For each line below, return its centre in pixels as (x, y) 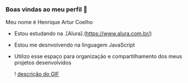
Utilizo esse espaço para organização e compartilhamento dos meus (98, 57)
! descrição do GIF (37, 74)
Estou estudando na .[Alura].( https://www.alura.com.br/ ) (83, 34)
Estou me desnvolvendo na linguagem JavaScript (74, 45)
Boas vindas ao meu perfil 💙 (47, 9)
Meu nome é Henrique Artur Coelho (49, 22)
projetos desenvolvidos (43, 63)
